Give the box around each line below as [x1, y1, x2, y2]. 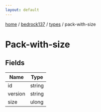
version [8, 90, 26, 97]
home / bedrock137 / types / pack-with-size [5, 21, 96, 27]
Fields [5, 59, 25, 67]
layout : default [5, 7, 39, 13]
